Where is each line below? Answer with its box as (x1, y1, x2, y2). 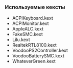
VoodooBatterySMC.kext (12, 53, 65, 59)
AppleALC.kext (12, 26, 44, 32)
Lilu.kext (12, 37, 30, 43)
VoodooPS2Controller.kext (12, 47, 68, 54)
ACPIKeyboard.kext (12, 15, 53, 21)
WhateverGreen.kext (12, 58, 56, 64)
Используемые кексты (5, 4, 65, 11)
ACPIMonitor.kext (12, 20, 49, 26)
